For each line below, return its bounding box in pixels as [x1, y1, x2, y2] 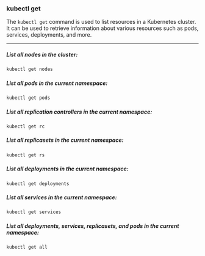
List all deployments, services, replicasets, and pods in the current [6, 222, 179, 230]
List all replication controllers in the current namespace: [6, 108, 153, 115]
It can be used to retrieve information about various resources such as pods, [6, 24, 199, 32]
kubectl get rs [6, 152, 45, 158]
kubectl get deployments [6, 180, 70, 187]
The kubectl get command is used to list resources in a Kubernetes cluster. [6, 18, 196, 26]
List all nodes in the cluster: [6, 51, 78, 58]
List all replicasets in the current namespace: [6, 136, 124, 144]
